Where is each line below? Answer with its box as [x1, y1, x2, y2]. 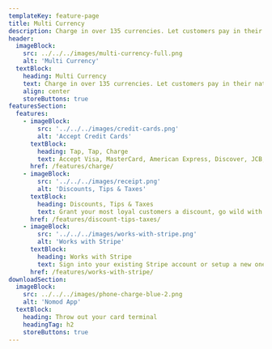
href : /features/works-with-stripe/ [29, 268, 154, 276]
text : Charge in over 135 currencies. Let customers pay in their [23, 79, 252, 87]
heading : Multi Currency [23, 72, 107, 80]
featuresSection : [8, 102, 67, 110]
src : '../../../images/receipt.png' [37, 177, 161, 186]
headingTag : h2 [23, 321, 74, 329]
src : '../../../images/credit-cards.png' [37, 125, 180, 133]
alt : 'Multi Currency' [23, 57, 100, 66]
